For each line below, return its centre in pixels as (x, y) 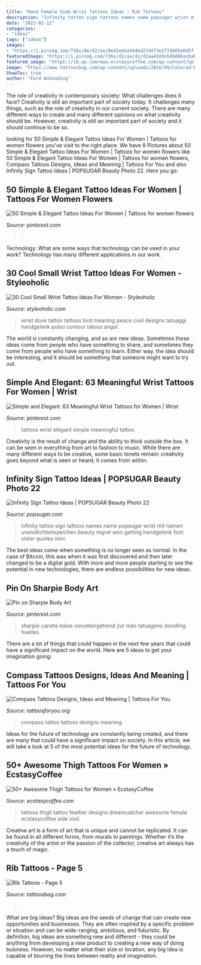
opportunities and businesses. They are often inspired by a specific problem (100, 924)
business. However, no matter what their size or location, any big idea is (95, 949)
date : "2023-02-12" (31, 23)
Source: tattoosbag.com (36, 894)
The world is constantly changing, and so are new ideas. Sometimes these (98, 338)
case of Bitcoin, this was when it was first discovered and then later (89, 557)
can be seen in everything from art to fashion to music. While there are (93, 447)
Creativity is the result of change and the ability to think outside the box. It (97, 441)
